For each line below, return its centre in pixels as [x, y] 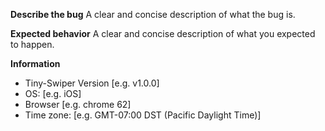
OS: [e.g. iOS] [53, 93]
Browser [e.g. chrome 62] [78, 104]
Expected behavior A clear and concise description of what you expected [163, 33]
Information [35, 63]
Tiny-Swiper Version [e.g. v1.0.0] [92, 83]
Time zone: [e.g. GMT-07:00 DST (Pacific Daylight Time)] [143, 115]
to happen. [32, 44]
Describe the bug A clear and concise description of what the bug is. [153, 14]
